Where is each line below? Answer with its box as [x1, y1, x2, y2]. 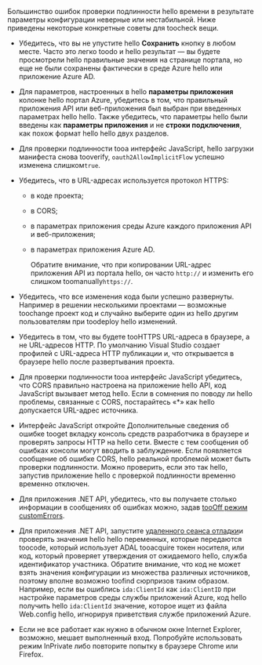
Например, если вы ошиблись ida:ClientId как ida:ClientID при [18, 584, 236, 594]
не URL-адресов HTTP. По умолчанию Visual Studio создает [18, 340, 220, 350]
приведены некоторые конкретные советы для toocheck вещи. [7, 24, 219, 32]
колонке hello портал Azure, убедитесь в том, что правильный [18, 96, 228, 104]
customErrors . [18, 511, 65, 520]
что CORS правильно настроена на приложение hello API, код [18, 380, 227, 390]
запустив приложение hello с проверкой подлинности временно [18, 471, 236, 480]
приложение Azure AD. [18, 72, 96, 81]
